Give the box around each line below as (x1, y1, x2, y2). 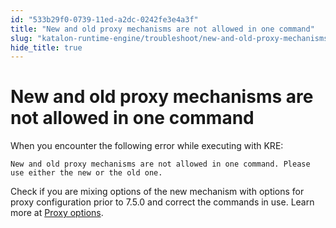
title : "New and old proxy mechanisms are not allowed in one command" (10, 24, 315, 34)
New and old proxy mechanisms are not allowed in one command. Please (10, 159, 311, 170)
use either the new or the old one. (10, 168, 163, 178)
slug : (10, 33, 33, 43)
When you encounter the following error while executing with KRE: (10, 140, 284, 152)
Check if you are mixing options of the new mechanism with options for (10, 186, 305, 198)
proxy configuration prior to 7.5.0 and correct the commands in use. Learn (10, 196, 315, 208)
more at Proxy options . (10, 207, 104, 219)
